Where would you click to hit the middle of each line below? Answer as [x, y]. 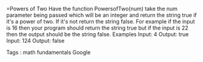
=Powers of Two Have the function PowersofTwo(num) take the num [92, 9]
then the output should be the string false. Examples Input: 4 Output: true [98, 34]
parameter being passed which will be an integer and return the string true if [101, 15]
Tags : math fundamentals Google [48, 52]
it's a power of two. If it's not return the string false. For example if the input [101, 21]
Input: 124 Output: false [35, 41]
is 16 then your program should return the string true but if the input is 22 [98, 28]
